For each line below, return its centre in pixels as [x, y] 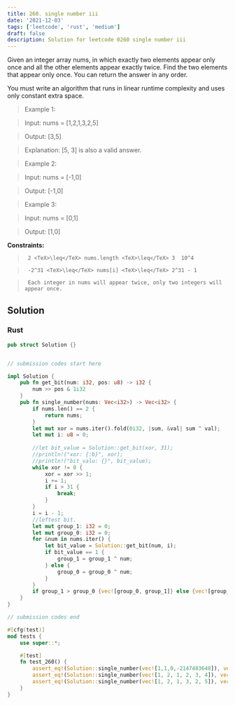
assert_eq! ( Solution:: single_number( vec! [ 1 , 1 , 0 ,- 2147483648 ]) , [126, 669]
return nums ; [63, 415]
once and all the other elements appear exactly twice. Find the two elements [117, 67]
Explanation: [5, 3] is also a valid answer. [83, 150]
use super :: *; [40, 643]
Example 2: [41, 164]
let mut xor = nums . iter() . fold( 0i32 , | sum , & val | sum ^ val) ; [127, 429]
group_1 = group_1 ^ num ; [95, 559]
